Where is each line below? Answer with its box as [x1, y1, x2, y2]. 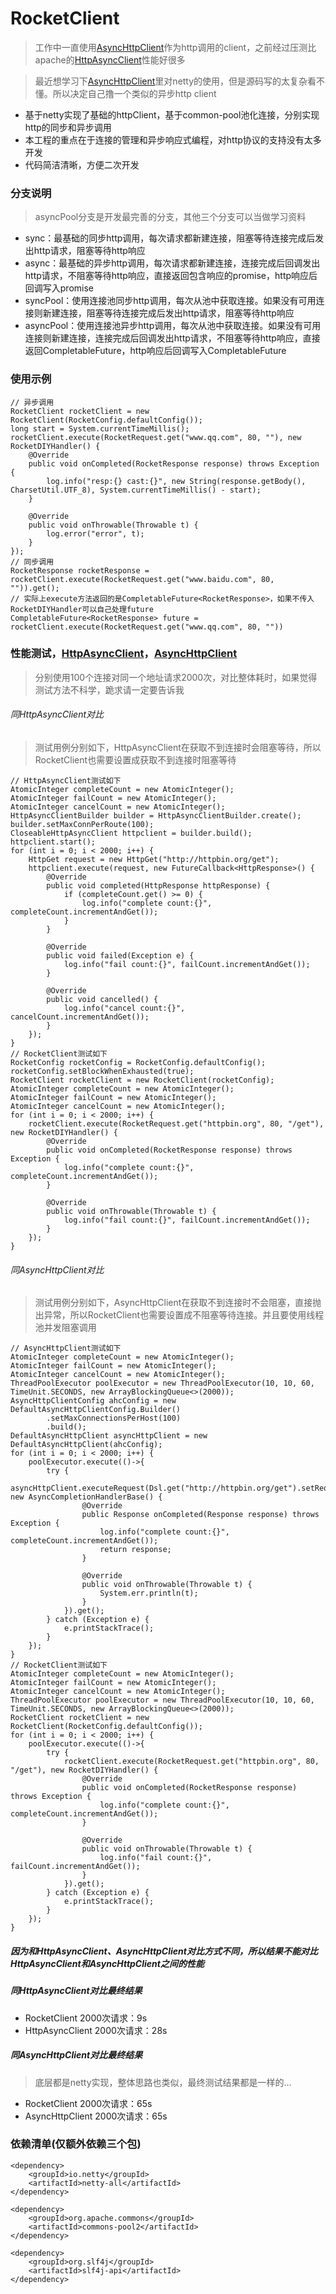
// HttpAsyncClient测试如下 [10, 776, 122, 786]
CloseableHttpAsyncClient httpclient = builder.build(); [10, 828, 253, 839]
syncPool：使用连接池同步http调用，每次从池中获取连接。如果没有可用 [24, 295, 317, 307]
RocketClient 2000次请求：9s [24, 2012, 148, 2024]
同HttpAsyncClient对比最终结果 [10, 1985, 143, 1997]
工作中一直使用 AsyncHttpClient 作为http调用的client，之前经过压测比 [34, 41, 317, 53]
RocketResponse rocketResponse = [10, 565, 150, 576]
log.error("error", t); [46, 528, 145, 539]
